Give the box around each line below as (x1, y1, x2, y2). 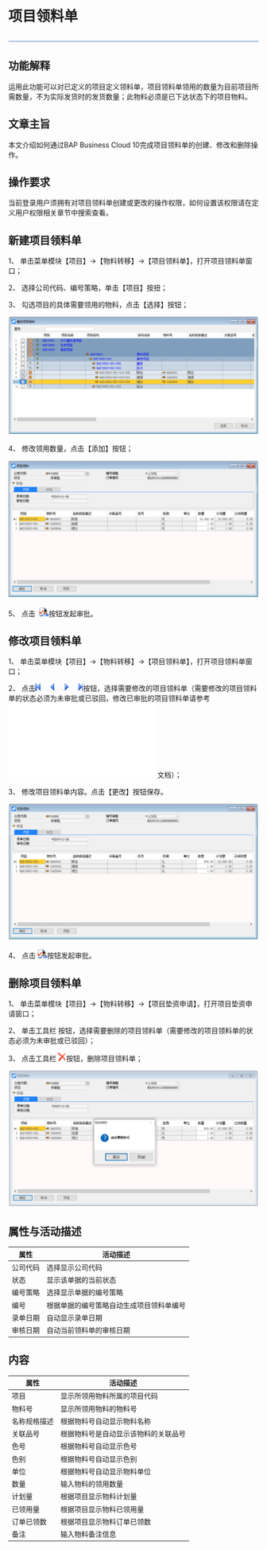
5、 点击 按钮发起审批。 (8, 608, 98, 618)
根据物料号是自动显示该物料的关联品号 (60, 1429, 186, 1439)
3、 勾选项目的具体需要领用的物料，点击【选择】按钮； (8, 300, 189, 310)
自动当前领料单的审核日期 (46, 1326, 130, 1335)
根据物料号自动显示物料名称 (60, 1416, 151, 1426)
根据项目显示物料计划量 (60, 1492, 137, 1501)
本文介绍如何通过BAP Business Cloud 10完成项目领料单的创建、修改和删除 (8, 140, 252, 150)
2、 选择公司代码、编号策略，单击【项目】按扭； (8, 283, 168, 293)
